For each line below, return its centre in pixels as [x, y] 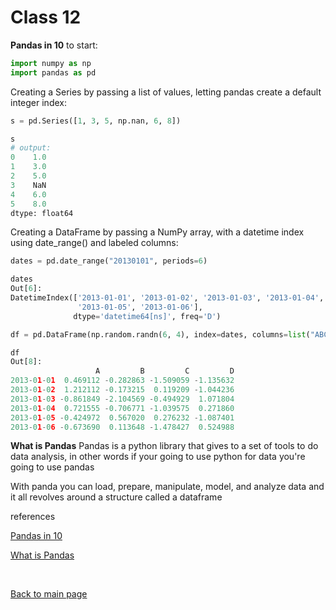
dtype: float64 [42, 213]
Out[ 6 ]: [26, 289]
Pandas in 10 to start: [54, 45]
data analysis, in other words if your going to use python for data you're [158, 457]
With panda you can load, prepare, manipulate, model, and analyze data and [167, 487]
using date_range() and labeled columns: [94, 243]
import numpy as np [51, 63]
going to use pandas [52, 467]
